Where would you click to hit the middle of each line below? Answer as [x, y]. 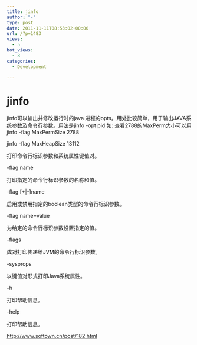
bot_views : [20, 50]
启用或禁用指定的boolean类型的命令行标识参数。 [66, 204]
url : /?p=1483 [24, 34]
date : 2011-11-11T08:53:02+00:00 [48, 28]
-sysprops [19, 264]
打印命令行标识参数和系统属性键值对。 [53, 156]
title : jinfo [23, 12]
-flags [14, 240]
